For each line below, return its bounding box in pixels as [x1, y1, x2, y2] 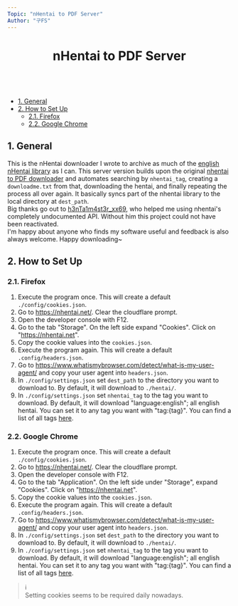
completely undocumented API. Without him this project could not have [7, 211, 216, 221]
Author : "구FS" [7, 17, 51, 24]
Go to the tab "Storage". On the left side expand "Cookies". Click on [17, 323, 216, 332]
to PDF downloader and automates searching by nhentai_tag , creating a [7, 174, 218, 182]
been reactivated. [7, 219, 59, 228]
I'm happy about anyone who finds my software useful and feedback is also [7, 227, 229, 236]
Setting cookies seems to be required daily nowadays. [24, 591, 183, 600]
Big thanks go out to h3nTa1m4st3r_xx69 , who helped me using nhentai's [7, 204, 222, 213]
